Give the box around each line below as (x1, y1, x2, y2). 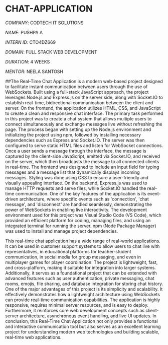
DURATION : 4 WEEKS (5, 58, 50, 64)
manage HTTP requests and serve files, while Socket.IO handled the (5, 185, 146, 191)
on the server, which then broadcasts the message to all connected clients (5, 158, 159, 164)
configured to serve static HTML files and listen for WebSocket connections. (5, 142, 163, 149)
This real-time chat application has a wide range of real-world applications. (5, 238, 160, 244)
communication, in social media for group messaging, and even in (5, 254, 141, 260)
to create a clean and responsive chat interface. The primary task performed (5, 110, 163, 116)
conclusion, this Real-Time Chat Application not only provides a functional (5, 318, 158, 324)
